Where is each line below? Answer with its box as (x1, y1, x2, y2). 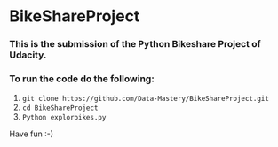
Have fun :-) (9, 128, 54, 139)
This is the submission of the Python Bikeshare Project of (9, 38, 261, 50)
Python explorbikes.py (21, 113, 107, 122)
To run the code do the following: (9, 73, 155, 85)
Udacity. (9, 49, 47, 61)
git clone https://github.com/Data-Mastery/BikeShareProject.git (21, 95, 269, 104)
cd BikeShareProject (21, 104, 99, 112)
